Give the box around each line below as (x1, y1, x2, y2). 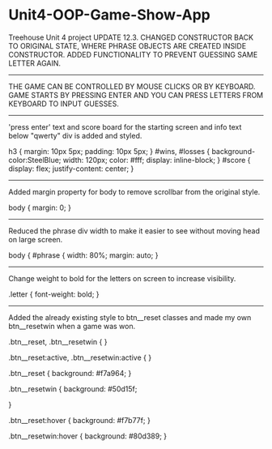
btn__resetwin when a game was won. (8, 321, 136, 331)
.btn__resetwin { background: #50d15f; (8, 383, 138, 394)
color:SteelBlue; (8, 155, 62, 165)
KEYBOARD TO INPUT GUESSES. (8, 99, 119, 109)
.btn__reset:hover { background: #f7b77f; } (8, 415, 151, 425)
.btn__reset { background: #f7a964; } (8, 368, 132, 378)
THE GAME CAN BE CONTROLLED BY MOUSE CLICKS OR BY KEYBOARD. (8, 81, 256, 91)
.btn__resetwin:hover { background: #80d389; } (8, 431, 168, 441)
